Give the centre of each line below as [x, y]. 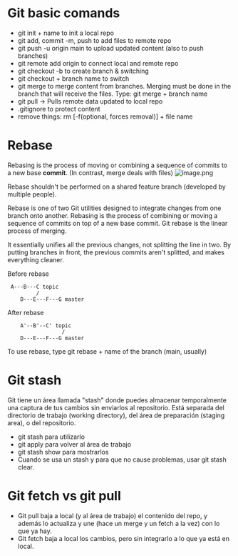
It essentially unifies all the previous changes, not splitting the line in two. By [119, 244]
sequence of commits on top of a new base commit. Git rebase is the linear [118, 223]
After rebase [26, 312]
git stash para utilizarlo [51, 437]
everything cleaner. [36, 259]
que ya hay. [35, 531]
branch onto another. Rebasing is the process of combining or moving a [113, 215]
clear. [26, 467]
